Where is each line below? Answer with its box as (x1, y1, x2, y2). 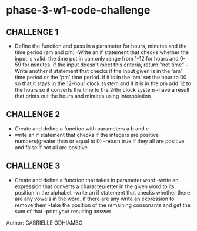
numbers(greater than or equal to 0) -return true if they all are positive (14, 138, 185, 145)
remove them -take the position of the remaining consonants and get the (14, 201, 191, 209)
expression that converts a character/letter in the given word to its (14, 183, 175, 190)
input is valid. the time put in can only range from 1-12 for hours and (14, 55, 179, 62)
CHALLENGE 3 (6, 161, 61, 171)
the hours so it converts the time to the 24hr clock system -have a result (14, 86, 190, 93)
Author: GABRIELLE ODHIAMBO (6, 219, 83, 226)
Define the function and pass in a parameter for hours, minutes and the (14, 42, 187, 49)
